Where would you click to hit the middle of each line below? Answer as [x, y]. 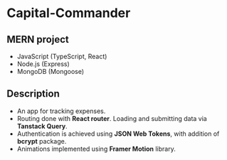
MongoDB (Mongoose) [51, 71]
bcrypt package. [42, 141]
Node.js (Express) [43, 64]
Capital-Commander [69, 13]
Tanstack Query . [42, 126]
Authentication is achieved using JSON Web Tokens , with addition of [118, 134]
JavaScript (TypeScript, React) [62, 56]
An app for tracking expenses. [61, 111]
